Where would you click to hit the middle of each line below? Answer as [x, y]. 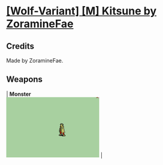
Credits [20, 46]
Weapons [25, 79]
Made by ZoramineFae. [35, 61]
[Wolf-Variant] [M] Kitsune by [81, 11]
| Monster [19, 94]
